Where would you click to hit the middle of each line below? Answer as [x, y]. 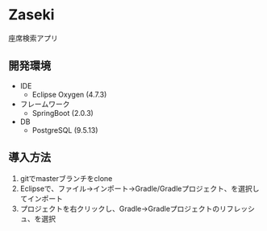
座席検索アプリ [33, 38]
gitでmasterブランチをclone [66, 178]
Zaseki [31, 15]
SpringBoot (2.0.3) [63, 113]
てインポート [41, 198]
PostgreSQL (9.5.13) [65, 130]
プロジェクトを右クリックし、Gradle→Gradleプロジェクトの [120, 208]
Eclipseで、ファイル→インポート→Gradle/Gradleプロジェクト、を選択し [140, 188]
